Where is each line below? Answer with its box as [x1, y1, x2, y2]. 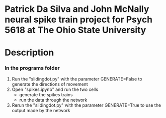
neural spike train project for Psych [4, 14, 153, 25]
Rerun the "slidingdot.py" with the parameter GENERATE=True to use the [11, 102, 161, 108]
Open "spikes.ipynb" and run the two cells [11, 86, 98, 92]
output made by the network [11, 107, 71, 113]
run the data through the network [19, 97, 87, 103]
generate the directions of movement [11, 81, 88, 87]
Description [4, 47, 54, 58]
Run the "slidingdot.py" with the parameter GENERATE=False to [11, 76, 143, 82]
